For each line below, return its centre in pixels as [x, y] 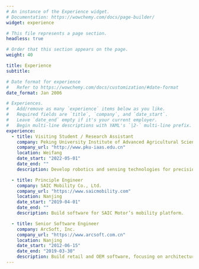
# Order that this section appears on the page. [67, 50]
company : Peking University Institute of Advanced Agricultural [98, 142]
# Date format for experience [44, 82]
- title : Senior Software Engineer [55, 223]
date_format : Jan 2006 [34, 93]
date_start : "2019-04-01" [49, 202]
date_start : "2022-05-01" [49, 158]
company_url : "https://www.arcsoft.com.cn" [71, 235]
